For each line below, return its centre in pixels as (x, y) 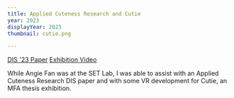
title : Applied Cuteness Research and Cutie (74, 14)
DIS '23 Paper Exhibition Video (52, 60)
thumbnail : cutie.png (39, 33)
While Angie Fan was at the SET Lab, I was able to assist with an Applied (113, 73)
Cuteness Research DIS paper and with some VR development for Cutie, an (117, 81)
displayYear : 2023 (34, 27)
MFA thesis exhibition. (40, 88)
